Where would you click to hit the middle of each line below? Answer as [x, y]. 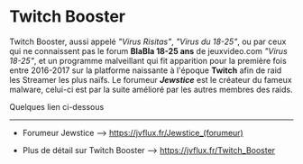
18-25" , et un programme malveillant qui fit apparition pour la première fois [148, 60]
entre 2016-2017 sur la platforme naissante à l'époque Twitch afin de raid [146, 70]
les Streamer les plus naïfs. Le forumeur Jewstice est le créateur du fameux [151, 79]
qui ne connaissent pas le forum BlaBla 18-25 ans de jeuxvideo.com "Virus [149, 50]
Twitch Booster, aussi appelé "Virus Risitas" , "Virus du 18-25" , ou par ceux [148, 41]
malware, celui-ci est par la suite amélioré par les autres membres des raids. [151, 89]
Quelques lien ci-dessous [57, 106]
